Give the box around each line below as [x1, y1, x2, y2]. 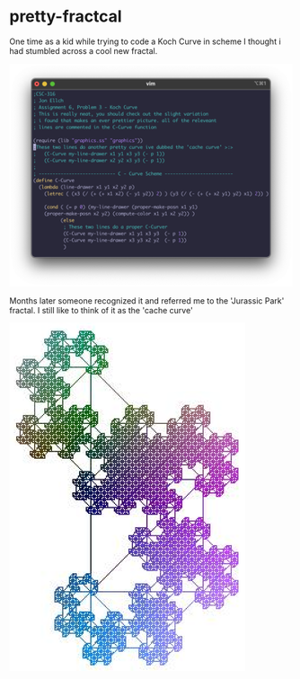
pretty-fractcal [9, 6, 123, 27]
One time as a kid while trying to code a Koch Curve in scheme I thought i [9, 36, 281, 47]
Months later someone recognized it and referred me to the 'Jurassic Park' [9, 295, 285, 306]
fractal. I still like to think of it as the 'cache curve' [9, 304, 193, 315]
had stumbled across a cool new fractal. [9, 45, 158, 56]
